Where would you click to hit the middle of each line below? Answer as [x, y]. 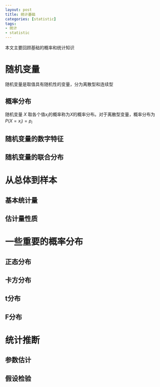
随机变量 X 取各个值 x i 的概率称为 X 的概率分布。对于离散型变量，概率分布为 [80, 115]
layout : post [19, 10]
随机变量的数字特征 [34, 139]
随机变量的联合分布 [34, 157]
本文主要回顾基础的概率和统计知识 [40, 47]
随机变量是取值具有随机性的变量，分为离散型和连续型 [59, 84]
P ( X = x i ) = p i [19, 121]
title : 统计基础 [20, 14]
